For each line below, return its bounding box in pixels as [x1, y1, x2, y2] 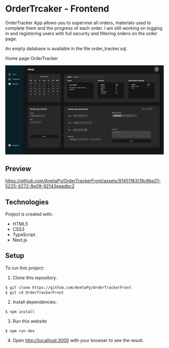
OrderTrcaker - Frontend [5, 3, 110, 15]
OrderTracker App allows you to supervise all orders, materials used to [5, 20, 151, 26]
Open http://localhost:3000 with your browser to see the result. [12, 337, 144, 343]
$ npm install [5, 309, 35, 314]
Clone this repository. [12, 274, 57, 281]
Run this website [12, 318, 47, 324]
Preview [5, 164, 32, 173]
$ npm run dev [5, 328, 35, 333]
